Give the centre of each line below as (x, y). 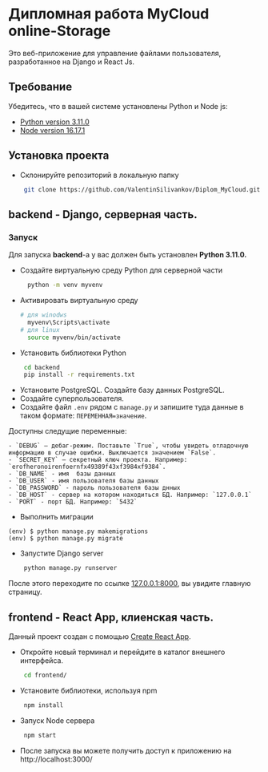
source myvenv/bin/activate (74, 337)
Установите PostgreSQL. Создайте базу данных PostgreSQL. (122, 390)
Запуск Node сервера (57, 720)
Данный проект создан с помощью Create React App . (100, 636)
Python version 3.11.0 (54, 122)
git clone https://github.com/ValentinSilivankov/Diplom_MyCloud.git (142, 189)
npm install (44, 705)
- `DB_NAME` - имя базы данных (62, 474)
